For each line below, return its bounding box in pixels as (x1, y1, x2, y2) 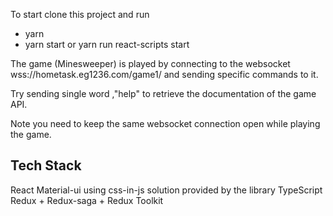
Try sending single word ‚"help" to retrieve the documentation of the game (10, 88, 317, 99)
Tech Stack (10, 157, 82, 174)
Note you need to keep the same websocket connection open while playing (10, 118, 321, 129)
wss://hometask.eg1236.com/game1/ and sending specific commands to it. (10, 69, 319, 80)
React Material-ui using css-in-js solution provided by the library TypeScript (10, 184, 323, 196)
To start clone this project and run (10, 9, 150, 20)
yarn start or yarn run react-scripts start (24, 39, 190, 50)
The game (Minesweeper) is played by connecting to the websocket (10, 58, 291, 69)
